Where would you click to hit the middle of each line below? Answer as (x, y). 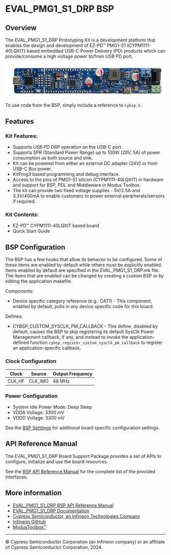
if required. (24, 201)
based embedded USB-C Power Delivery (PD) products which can (96, 51)
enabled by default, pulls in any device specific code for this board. (83, 307)
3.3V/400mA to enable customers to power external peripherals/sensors (89, 196)
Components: (20, 291)
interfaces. (17, 477)
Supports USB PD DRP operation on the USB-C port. (67, 147)
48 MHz (61, 381)
